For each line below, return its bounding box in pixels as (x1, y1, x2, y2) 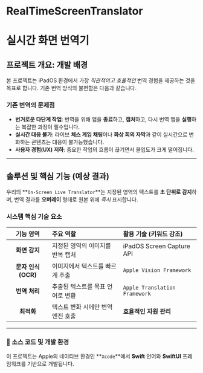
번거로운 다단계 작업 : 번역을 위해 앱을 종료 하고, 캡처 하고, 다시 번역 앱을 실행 (14, 116, 192, 123)
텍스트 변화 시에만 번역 (52, 302, 113, 311)
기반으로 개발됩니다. (27, 360, 74, 367)
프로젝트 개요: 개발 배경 (6, 59, 88, 70)
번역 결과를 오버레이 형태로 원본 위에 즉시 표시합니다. (14, 196, 138, 203)
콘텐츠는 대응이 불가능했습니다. (31, 138, 105, 146)
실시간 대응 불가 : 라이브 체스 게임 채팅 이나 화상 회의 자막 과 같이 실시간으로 (14, 131, 188, 138)
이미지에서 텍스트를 (52, 262, 104, 270)
